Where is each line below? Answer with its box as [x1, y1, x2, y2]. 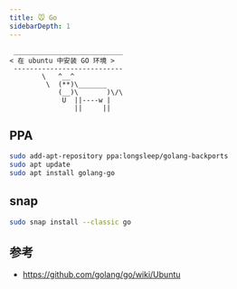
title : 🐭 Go [9, 13, 58, 23]
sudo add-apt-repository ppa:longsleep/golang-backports [9, 152, 229, 161]
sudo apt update [9, 160, 71, 170]
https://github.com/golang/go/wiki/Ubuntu [22, 269, 181, 280]
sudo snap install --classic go [9, 218, 131, 227]
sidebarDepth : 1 [9, 22, 71, 31]
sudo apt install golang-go [9, 169, 116, 178]
